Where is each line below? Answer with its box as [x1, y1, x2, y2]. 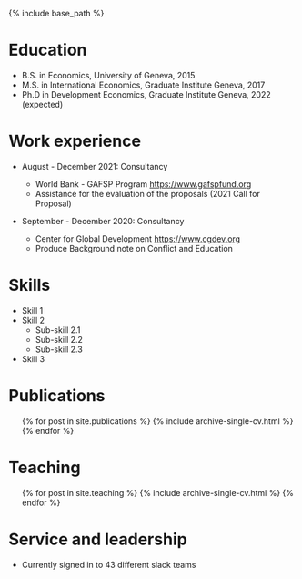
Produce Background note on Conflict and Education [35, 243, 234, 253]
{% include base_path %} [8, 8, 105, 18]
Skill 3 [21, 353, 45, 364]
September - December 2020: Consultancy [21, 215, 185, 226]
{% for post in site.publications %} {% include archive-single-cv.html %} [21, 415, 294, 427]
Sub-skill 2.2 [35, 334, 84, 345]
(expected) [21, 98, 64, 109]
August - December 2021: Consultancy [21, 160, 168, 171]
